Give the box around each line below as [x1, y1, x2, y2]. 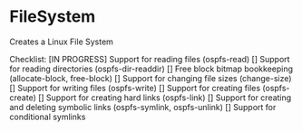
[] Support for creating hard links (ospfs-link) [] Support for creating [37, 92, 292, 103]
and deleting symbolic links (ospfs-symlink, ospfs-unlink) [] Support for [9, 101, 277, 112]
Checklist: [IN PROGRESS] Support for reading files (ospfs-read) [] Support [9, 53, 290, 64]
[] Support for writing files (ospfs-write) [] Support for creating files [9, 82, 261, 93]
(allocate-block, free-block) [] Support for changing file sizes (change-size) [9, 72, 292, 83]
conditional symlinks [9, 111, 86, 122]
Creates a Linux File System [9, 36, 113, 47]
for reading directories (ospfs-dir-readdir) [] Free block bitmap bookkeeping [9, 63, 293, 74]
